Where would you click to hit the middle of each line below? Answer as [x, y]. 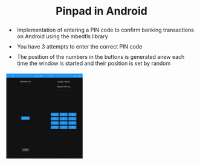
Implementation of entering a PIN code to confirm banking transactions [106, 30]
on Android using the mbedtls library [63, 36]
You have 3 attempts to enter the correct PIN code [80, 46]
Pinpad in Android [102, 11]
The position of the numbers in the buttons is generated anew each [101, 56]
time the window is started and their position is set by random [94, 63]
